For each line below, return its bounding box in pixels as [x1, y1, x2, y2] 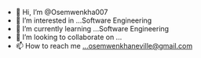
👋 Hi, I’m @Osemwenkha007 [15, 8, 108, 16]
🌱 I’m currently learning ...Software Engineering [15, 24, 170, 33]
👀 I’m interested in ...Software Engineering [15, 16, 152, 25]
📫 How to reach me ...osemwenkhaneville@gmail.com [15, 42, 193, 50]
